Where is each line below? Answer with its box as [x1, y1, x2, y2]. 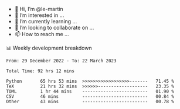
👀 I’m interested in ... [14, 12, 64, 19]
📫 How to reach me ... [14, 31, 69, 37]
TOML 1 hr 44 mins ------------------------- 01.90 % [6, 89, 175, 94]
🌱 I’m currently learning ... [14, 18, 77, 24]
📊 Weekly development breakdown [6, 44, 92, 51]
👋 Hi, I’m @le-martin [14, 6, 63, 12]
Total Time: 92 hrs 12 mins [6, 68, 75, 74]
